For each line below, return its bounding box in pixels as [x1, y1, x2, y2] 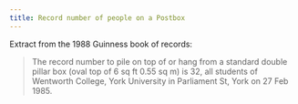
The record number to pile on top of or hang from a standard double [31, 56, 288, 67]
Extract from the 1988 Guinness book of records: [9, 38, 193, 49]
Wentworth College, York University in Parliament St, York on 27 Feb [31, 75, 289, 87]
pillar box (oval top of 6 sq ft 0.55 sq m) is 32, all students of [31, 66, 258, 77]
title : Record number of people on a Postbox [9, 13, 185, 23]
